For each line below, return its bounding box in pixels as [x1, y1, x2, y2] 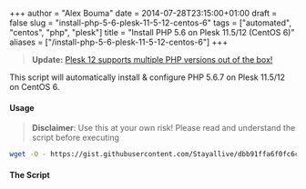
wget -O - [9, 150, 47, 159]
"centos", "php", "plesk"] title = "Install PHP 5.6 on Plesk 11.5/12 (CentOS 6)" [9, 27, 295, 37]
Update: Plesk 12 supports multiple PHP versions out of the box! [31, 55, 273, 65]
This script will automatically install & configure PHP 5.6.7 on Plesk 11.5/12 [9, 72, 285, 83]
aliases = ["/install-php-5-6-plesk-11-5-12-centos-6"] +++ [9, 36, 229, 47]
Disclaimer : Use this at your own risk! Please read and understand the [31, 123, 296, 134]
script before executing [31, 132, 120, 144]
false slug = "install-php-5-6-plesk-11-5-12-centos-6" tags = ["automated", [9, 17, 291, 28]
